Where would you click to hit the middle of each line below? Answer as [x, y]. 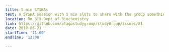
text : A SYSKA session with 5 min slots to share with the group [75, 14]
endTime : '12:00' [23, 38]
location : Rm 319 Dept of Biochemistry [47, 19]
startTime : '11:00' [26, 33]
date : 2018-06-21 [23, 28]
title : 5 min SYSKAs [27, 10]
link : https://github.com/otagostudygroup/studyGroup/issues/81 [74, 24]
